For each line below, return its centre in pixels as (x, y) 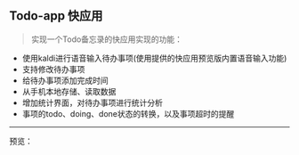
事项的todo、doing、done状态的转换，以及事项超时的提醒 (128, 113)
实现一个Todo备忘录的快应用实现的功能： (107, 39)
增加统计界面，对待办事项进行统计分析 (92, 102)
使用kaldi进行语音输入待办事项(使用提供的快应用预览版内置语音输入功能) (154, 58)
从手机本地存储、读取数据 (69, 91)
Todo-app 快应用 (56, 16)
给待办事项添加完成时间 (65, 80)
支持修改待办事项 (53, 69)
